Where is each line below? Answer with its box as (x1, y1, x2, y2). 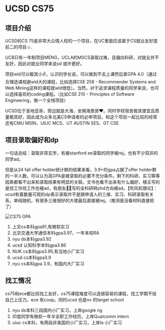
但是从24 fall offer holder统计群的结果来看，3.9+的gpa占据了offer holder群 (5, 166, 157, 173)
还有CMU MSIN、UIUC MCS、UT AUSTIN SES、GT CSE (5, 120, 119, 126)
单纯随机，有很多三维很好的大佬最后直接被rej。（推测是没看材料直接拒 (13, 197, 155, 203)
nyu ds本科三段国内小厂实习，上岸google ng (12, 307, 103, 313)
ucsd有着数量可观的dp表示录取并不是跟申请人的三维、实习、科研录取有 (5, 191, 150, 197)
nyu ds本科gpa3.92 (12, 236, 52, 242)
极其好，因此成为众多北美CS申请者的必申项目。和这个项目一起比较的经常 (9, 114, 158, 120)
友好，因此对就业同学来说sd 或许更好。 (5, 61, 84, 67)
